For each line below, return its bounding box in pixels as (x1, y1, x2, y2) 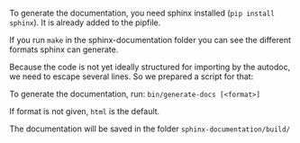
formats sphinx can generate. (9, 44, 119, 55)
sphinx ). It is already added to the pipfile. (9, 17, 161, 28)
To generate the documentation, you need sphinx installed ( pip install (9, 8, 275, 18)
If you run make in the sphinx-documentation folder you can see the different (9, 35, 291, 45)
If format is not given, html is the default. (9, 106, 160, 116)
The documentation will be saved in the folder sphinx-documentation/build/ (9, 123, 291, 134)
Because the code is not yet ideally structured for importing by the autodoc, (9, 62, 291, 72)
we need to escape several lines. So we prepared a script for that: (9, 71, 254, 82)
